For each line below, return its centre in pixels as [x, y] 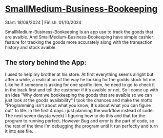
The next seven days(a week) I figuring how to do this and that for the [75, 116]
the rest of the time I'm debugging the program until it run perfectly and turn [81, 126]
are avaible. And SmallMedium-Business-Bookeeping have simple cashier [79, 37]
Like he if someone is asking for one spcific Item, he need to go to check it [80, 85]
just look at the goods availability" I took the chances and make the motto [79, 100]
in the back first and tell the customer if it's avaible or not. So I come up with [82, 90]
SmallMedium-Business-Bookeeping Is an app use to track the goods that [79, 32]
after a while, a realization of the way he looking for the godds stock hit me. [81, 79]
